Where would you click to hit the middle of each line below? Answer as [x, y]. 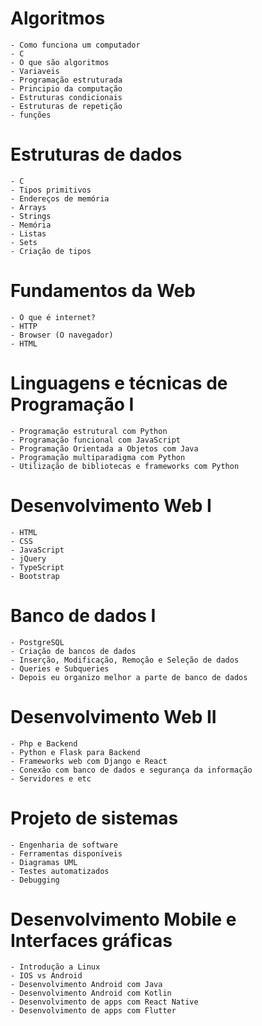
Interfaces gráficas [91, 940]
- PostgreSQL [37, 642]
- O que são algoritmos [60, 62]
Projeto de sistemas [94, 818]
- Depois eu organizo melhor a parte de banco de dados [129, 677]
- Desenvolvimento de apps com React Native [104, 1002]
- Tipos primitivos [51, 190]
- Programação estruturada [66, 80]
